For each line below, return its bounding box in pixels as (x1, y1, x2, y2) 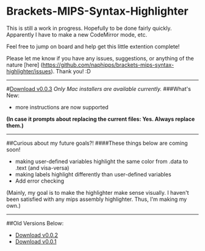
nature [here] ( (6, 61, 43, 68)
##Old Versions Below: (6, 219, 64, 227)
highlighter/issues (6, 67, 51, 75)
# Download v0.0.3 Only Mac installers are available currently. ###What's (6, 85, 191, 92)
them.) (6, 122, 24, 129)
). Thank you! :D (51, 67, 92, 75)
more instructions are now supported (15, 103, 109, 111)
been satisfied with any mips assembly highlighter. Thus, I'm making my (6, 195, 187, 203)
